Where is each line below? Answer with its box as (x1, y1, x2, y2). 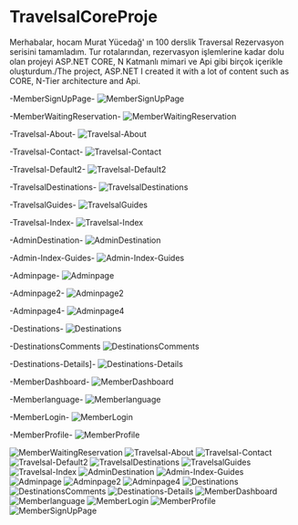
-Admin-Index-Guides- (9, 252, 96, 263)
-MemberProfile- (9, 429, 73, 440)
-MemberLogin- (9, 411, 70, 422)
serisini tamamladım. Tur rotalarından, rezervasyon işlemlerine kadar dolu (9, 46, 285, 57)
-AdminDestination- (9, 235, 84, 246)
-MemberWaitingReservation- (9, 110, 121, 121)
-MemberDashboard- (9, 376, 90, 387)
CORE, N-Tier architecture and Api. (9, 75, 141, 86)
